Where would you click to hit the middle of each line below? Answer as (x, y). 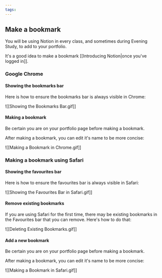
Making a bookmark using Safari (45, 160)
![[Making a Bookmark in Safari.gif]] (41, 270)
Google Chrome (24, 74)
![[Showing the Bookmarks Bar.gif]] (41, 106)
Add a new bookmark (27, 240)
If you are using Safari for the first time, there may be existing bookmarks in (81, 215)
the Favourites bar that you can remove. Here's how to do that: (68, 220)
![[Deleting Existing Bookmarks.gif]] (41, 229)
